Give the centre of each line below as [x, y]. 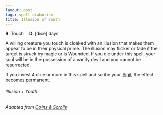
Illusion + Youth [22, 91]
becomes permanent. [28, 80]
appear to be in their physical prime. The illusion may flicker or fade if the [81, 49]
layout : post [19, 10]
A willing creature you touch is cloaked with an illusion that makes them [80, 43]
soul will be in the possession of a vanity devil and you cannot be [73, 60]
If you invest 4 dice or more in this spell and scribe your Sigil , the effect [79, 75]
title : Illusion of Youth [32, 19]
